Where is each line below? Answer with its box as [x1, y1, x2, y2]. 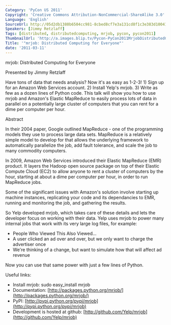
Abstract [5, 116, 23, 122]
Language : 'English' [5, 17, 49, 22]
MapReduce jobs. [5, 179, 42, 185]
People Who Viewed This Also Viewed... [12, 230, 97, 236]
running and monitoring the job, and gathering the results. [5, 200, 126, 206]
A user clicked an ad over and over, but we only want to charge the [12, 235, 154, 242]
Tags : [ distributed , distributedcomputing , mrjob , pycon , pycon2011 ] [5, 31, 156, 36]
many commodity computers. [5, 147, 67, 153]
